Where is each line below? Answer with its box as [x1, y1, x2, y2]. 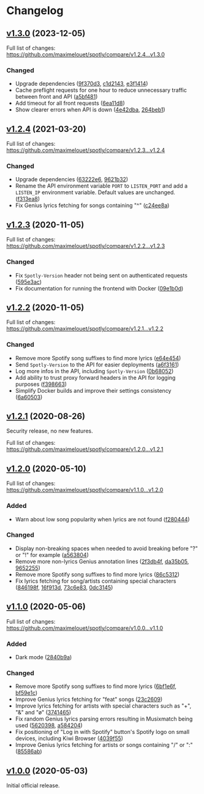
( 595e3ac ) [15, 278, 42, 285]
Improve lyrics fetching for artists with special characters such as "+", [15, 702, 192, 709]
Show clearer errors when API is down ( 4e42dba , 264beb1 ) [15, 106, 165, 113]
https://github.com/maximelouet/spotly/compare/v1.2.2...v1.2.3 [6, 243, 165, 250]
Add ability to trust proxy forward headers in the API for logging [15, 374, 176, 381]
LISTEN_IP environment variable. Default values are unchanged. [15, 189, 176, 196]
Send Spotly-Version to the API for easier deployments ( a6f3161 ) [15, 361, 179, 368]
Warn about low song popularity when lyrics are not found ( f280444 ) [15, 515, 190, 523]
